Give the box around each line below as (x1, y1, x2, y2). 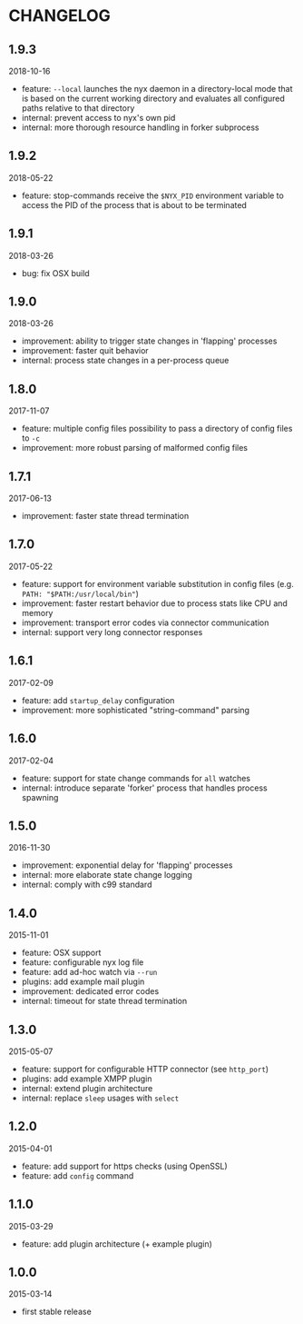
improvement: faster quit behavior (21, 345, 149, 356)
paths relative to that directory (21, 103, 135, 114)
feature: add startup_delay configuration (21, 694, 175, 705)
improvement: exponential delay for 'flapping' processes (21, 860, 233, 871)
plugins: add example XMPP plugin (21, 1073, 152, 1084)
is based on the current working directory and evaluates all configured (21, 93, 285, 104)
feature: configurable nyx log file (21, 957, 144, 968)
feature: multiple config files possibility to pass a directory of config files (21, 423, 293, 434)
